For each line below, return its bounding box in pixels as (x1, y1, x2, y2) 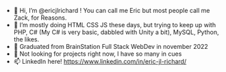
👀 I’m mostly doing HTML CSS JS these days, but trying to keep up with (13, 21, 216, 29)
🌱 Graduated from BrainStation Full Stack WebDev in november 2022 (13, 43, 209, 50)
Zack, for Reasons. (13, 14, 67, 22)
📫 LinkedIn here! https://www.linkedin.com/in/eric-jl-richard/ (13, 58, 187, 65)
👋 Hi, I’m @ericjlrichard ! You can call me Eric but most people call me (13, 7, 210, 14)
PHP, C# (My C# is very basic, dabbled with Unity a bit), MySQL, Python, (13, 28, 219, 36)
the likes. (13, 35, 40, 43)
